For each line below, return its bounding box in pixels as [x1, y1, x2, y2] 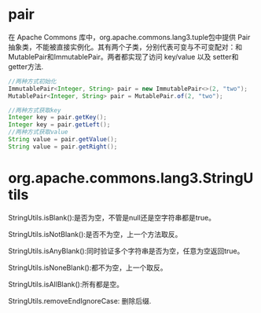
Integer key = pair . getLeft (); [8, 121, 111, 129]
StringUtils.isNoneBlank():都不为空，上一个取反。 [8, 263, 167, 272]
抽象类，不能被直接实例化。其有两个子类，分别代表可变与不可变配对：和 [8, 42, 242, 52]
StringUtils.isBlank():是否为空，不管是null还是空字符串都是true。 [8, 213, 216, 222]
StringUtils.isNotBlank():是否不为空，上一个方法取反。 [8, 229, 182, 238]
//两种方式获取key [8, 106, 61, 115]
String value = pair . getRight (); [8, 143, 118, 151]
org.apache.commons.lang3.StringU [8, 169, 254, 187]
